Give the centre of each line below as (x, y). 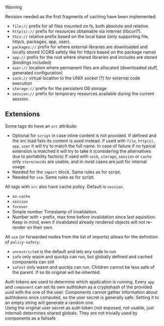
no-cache (21, 196)
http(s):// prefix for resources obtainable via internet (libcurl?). (77, 31)
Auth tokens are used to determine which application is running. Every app (80, 281)
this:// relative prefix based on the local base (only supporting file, (81, 36)
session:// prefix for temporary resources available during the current (83, 93)
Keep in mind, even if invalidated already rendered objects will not (79, 222)
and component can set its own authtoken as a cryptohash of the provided (79, 287)
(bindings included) (32, 62)
